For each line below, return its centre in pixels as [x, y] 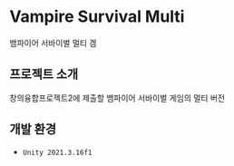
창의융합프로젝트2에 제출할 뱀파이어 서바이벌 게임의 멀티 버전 [117, 98]
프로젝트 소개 [44, 74]
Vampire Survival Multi [97, 17]
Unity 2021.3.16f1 [57, 152]
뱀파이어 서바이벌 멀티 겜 [53, 43]
